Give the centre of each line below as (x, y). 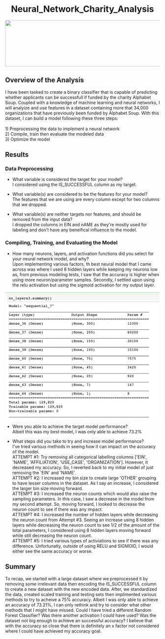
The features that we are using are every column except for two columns (86, 199)
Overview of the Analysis (45, 80)
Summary (20, 567)
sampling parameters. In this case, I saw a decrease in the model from (83, 498)
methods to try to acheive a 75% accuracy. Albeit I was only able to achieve (82, 600)
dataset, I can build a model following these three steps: (62, 118)
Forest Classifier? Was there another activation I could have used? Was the (81, 615)
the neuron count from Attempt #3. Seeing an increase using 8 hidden (83, 520)
